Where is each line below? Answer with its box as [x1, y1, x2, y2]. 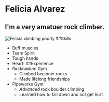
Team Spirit [12, 50, 35, 56]
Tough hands [12, 55, 39, 61]
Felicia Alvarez [5, 3, 65, 15]
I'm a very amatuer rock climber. [5, 23, 105, 31]
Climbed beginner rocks [19, 71, 68, 76]
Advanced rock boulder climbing [19, 86, 84, 92]
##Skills [55, 35, 71, 41]
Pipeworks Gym [12, 81, 44, 87]
